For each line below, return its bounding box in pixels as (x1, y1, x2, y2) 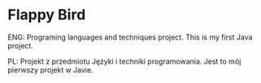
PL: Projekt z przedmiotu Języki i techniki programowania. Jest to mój (7, 56, 241, 66)
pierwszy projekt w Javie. (7, 64, 94, 74)
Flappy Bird (7, 6, 86, 24)
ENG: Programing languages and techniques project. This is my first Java (7, 32, 253, 42)
